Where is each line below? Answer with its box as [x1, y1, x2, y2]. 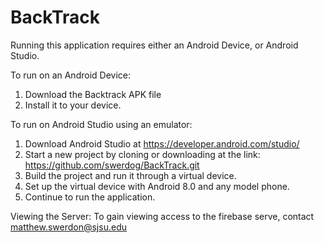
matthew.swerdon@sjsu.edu [10, 221, 127, 233]
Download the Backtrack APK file [24, 88, 162, 100]
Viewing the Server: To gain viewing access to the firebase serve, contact [10, 210, 315, 222]
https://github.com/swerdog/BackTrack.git [24, 159, 200, 171]
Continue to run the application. [24, 191, 156, 203]
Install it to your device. [24, 99, 122, 111]
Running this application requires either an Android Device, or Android [10, 39, 299, 51]
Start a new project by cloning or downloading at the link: [24, 148, 261, 160]
